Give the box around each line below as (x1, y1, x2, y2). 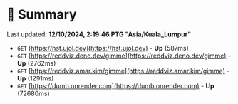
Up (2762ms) (16, 58, 56, 67)
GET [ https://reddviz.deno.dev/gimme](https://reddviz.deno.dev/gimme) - (16, 51, 232, 60)
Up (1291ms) (16, 74, 54, 83)
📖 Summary (6, 6, 77, 23)
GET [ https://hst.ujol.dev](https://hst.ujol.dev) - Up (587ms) (16, 43, 190, 52)
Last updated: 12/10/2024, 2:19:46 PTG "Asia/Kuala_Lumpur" (6, 30, 192, 38)
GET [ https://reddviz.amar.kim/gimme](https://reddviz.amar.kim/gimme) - (16, 66, 230, 75)
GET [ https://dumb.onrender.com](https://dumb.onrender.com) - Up (16, 81, 214, 90)
